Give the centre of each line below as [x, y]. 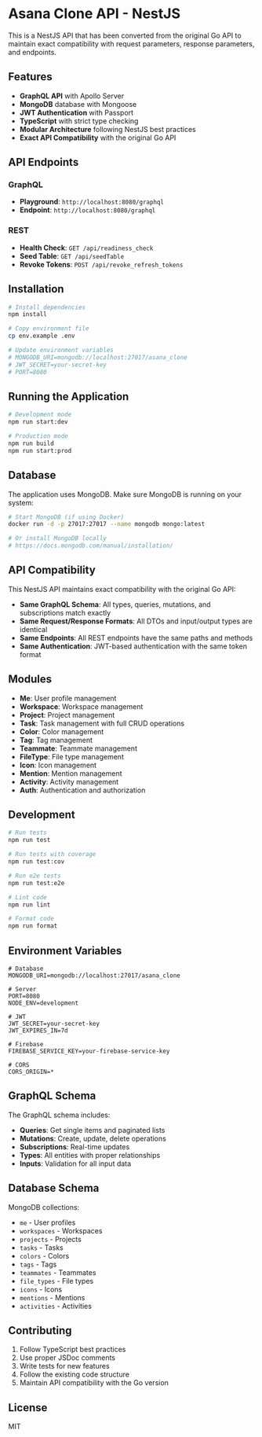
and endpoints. [33, 52]
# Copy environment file [49, 329]
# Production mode [38, 436]
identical [33, 629]
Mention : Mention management [71, 773]
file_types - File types [56, 1281]
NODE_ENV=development [44, 1003]
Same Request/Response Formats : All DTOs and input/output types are [136, 621]
